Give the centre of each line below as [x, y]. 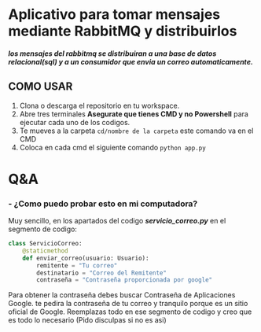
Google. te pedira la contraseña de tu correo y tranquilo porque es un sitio [128, 304]
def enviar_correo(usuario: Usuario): [86, 258]
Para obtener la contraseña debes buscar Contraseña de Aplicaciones [122, 295]
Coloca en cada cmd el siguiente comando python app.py [112, 147]
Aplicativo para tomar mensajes [114, 15]
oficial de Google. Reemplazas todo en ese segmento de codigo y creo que [130, 312]
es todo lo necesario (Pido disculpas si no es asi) [87, 320]
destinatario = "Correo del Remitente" [102, 273]
